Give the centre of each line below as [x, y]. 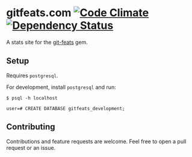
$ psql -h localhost [32, 98]
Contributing [31, 127]
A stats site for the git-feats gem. [47, 42]
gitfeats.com [39, 13]
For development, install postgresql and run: [61, 87]
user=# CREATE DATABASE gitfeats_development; [66, 108]
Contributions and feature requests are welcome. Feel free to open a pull [96, 141]
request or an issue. [31, 147]
